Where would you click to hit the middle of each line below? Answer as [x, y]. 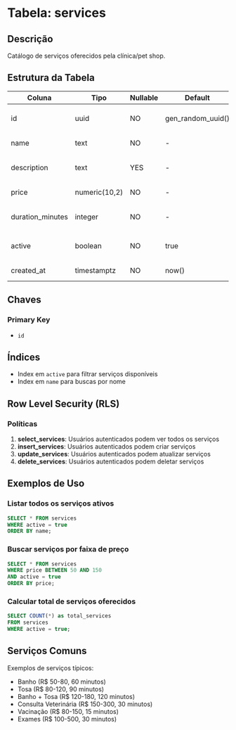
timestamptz [95, 270]
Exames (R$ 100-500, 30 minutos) [67, 719]
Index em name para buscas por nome [72, 382]
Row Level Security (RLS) [64, 403]
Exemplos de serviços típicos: [51, 668]
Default [198, 98]
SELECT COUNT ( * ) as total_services [59, 616]
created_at [28, 270]
